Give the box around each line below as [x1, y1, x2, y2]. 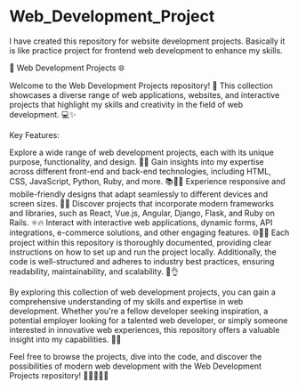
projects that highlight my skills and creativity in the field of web [9, 99, 244, 110]
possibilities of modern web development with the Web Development [9, 361, 262, 371]
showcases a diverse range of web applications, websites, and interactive [9, 89, 280, 100]
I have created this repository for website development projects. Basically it [9, 36, 286, 46]
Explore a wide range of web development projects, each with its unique [9, 147, 274, 158]
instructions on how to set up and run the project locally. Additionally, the [9, 247, 278, 257]
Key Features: [9, 129, 60, 140]
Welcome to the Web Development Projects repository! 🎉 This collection [9, 80, 274, 91]
